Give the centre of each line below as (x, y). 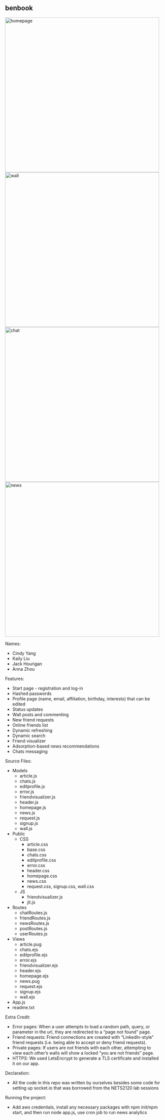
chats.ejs (29, 949)
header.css (38, 870)
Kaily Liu (21, 658)
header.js (29, 802)
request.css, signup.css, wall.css (61, 886)
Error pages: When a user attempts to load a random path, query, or (81, 1026)
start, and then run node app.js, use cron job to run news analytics (80, 1112)
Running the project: (26, 1097)
